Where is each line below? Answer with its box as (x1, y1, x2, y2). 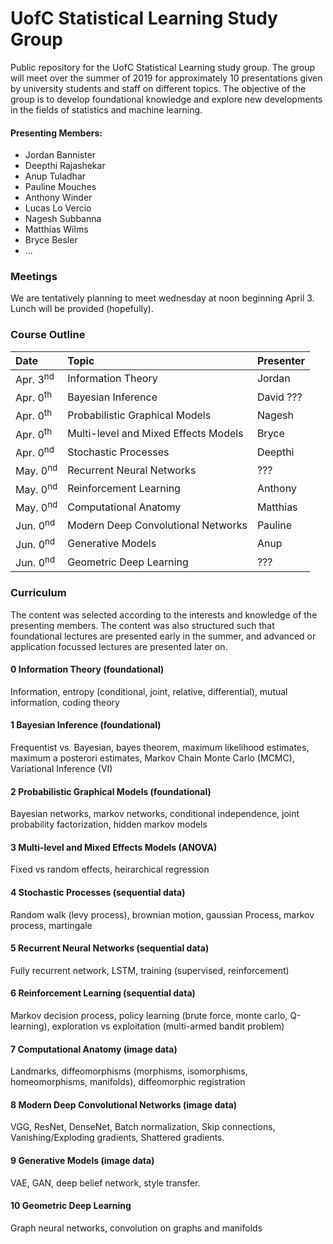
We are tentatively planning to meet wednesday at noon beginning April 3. (10, 292, 315, 304)
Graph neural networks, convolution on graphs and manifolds (10, 1222, 263, 1234)
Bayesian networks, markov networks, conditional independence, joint (10, 808, 300, 820)
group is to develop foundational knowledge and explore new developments (10, 93, 323, 105)
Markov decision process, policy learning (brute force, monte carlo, (10, 1010, 288, 1022)
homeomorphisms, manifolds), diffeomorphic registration (10, 1076, 246, 1088)
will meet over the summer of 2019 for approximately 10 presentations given (10, 72, 323, 84)
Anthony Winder (24, 192, 93, 204)
